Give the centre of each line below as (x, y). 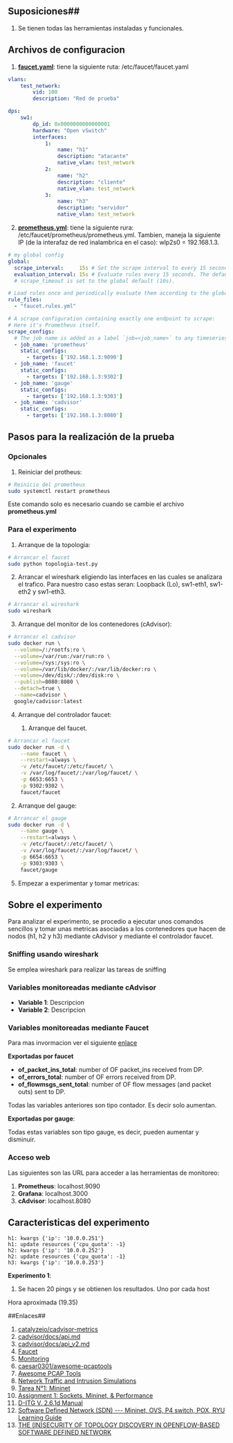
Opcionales (28, 457)
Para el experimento (42, 530)
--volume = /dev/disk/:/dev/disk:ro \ (67, 675)
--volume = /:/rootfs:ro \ (50, 650)
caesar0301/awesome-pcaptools (65, 1366)
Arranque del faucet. (58, 728)
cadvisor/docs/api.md (49, 1337)
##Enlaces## (27, 1316)
